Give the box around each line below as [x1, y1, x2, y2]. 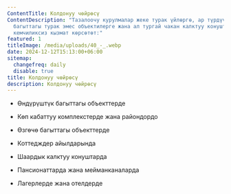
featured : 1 [7, 36, 41, 43]
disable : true [13, 67, 54, 74]
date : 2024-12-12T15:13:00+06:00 [7, 49, 103, 56]
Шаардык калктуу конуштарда [16, 153, 107, 161]
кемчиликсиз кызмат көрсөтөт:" [13, 29, 103, 36]
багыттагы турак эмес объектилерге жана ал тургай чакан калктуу [13, 23, 205, 30]
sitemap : [7, 55, 32, 62]
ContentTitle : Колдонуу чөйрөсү [7, 10, 100, 17]
